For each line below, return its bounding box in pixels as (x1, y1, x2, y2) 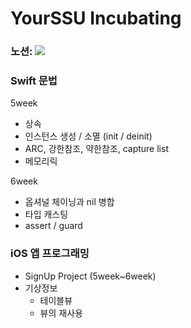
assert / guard (24, 220, 83, 232)
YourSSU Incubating (10, 7, 182, 30)
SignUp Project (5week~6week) (24, 270, 157, 282)
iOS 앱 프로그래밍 (10, 247, 90, 261)
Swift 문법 (10, 74, 58, 88)
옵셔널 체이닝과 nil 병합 (24, 196, 115, 208)
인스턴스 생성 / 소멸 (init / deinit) (24, 130, 153, 142)
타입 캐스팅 (24, 208, 69, 221)
